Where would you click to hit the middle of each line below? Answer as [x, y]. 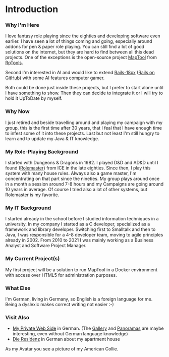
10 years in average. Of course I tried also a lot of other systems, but [76, 190]
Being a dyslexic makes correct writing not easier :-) [60, 304]
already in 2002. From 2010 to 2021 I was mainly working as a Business [79, 240]
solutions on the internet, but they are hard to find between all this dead [80, 52]
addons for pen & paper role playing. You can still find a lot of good [75, 47]
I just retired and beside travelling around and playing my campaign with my [84, 123]
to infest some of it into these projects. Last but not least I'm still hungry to [82, 133]
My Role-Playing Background [42, 151]
